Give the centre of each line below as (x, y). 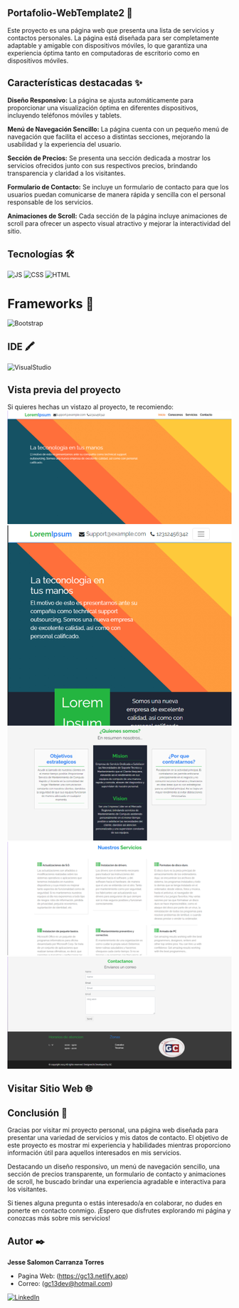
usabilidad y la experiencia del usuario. (64, 144)
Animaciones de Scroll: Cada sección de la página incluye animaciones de (117, 216)
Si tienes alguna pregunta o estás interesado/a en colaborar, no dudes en (115, 1203)
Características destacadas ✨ (75, 83)
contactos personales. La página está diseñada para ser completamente (113, 38)
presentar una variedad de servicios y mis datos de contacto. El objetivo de (118, 1137)
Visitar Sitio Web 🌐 (50, 1089)
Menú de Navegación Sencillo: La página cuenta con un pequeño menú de (118, 129)
